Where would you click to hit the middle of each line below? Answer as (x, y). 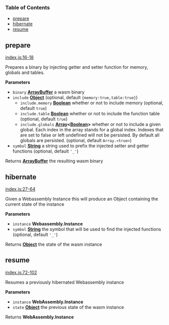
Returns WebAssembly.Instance (40, 317)
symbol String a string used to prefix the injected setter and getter (81, 146)
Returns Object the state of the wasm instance (54, 244)
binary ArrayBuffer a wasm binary (48, 92)
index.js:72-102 (21, 272)
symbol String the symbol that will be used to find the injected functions (87, 229)
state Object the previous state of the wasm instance (68, 307)
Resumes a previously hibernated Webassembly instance (65, 282)
